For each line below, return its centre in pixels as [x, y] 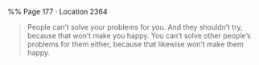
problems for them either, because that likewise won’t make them [136, 44]
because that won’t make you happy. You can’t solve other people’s [139, 36]
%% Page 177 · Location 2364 [58, 12]
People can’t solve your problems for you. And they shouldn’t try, [135, 27]
